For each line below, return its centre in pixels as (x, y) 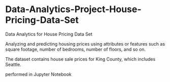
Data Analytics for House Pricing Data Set (49, 34)
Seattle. (13, 64)
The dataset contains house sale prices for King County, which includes (80, 59)
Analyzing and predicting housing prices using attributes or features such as (85, 44)
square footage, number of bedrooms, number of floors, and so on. (76, 49)
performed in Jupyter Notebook (39, 74)
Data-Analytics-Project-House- (73, 9)
